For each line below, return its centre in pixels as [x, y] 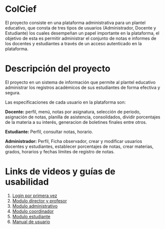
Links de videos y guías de [60, 172]
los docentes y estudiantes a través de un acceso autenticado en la [73, 43]
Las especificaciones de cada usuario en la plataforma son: [66, 102]
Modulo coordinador [33, 211]
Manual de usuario [31, 222]
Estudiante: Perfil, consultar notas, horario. [49, 132]
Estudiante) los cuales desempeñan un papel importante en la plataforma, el [82, 33]
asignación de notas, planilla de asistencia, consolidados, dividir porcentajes [83, 117]
